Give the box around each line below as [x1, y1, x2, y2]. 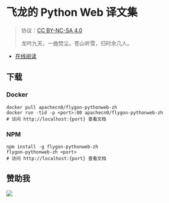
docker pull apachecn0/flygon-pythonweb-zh [6, 104, 118, 110]
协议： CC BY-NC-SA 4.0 [21, 27, 83, 34]
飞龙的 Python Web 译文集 [6, 5, 138, 19]
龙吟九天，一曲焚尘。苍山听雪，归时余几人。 [21, 39, 133, 47]
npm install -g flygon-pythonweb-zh [6, 144, 98, 150]
